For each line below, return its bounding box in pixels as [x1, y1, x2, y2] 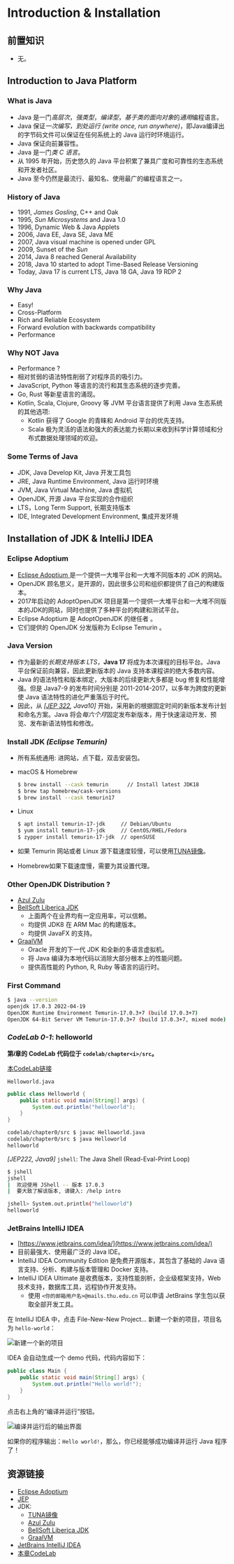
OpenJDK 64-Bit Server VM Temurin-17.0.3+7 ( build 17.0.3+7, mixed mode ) [7, 1016, 227, 1023]
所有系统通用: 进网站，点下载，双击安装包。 [17, 754, 144, 762]
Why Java [7, 285, 42, 295]
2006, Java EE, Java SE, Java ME [17, 230, 114, 239]
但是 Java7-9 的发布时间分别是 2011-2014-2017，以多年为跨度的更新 [29, 684, 227, 692]
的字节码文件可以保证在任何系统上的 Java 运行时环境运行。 [17, 130, 188, 139]
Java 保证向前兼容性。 [17, 139, 82, 148]
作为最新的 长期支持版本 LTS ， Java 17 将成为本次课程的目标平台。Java [17, 657, 221, 666]
